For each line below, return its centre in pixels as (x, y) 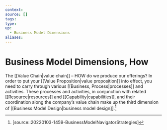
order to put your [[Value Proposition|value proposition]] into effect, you (79, 81)
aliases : (14, 38)
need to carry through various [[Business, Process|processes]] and (74, 86)
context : (14, 10)
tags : (11, 19)
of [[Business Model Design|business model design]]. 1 (61, 108)
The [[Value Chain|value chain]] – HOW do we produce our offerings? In (79, 75)
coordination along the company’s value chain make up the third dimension (82, 102)
